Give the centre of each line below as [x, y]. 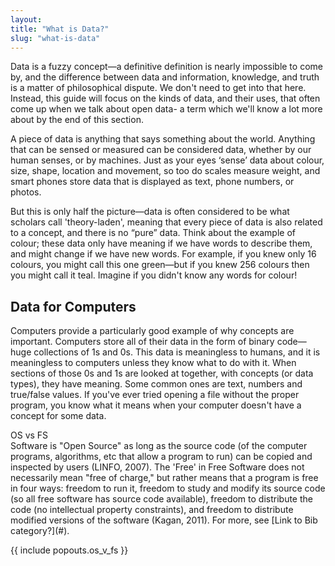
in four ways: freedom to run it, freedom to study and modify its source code [168, 488]
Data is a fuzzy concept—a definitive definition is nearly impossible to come [166, 67]
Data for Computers [73, 306]
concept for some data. [58, 416]
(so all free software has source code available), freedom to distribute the [161, 499]
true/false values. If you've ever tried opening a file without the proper [155, 395]
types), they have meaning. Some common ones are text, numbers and [156, 384]
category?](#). [40, 531]
